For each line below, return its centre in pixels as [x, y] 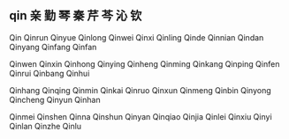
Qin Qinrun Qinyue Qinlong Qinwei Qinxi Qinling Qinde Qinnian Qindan [137, 37]
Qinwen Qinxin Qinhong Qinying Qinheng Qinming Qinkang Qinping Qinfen [144, 63]
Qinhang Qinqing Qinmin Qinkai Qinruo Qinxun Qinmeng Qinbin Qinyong [140, 90]
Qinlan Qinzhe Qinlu [46, 126]
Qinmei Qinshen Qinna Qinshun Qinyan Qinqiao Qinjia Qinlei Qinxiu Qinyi [141, 116]
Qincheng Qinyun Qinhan [55, 99]
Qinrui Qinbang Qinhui [49, 73]
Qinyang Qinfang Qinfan [53, 47]
